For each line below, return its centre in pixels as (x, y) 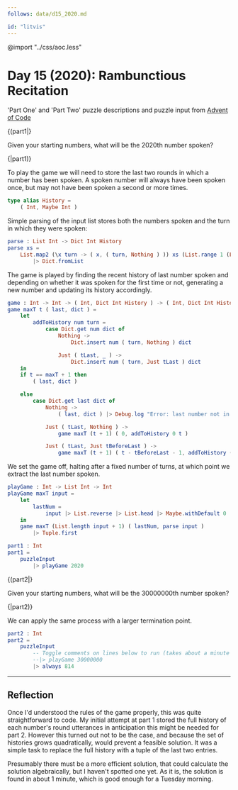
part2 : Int (25, 633)
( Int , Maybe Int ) (49, 207)
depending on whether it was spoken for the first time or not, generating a (115, 282)
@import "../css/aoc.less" (45, 47)
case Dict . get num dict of (85, 329)
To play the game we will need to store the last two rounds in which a (108, 173)
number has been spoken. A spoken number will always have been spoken (116, 180)
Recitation (38, 90)
